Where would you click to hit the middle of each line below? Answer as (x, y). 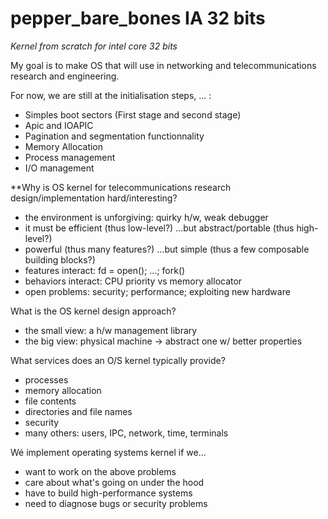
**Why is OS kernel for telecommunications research (121, 187)
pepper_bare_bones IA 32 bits (138, 18)
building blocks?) (60, 259)
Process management (70, 157)
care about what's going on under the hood (114, 482)
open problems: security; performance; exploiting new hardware (157, 291)
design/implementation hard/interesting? (94, 198)
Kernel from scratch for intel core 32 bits (94, 46)
